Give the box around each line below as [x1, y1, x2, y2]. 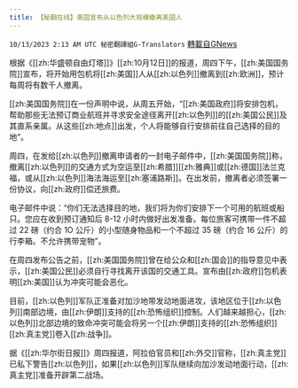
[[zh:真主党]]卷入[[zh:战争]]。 [9, 329, 117, 339]
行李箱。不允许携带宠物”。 [9, 236, 106, 246]
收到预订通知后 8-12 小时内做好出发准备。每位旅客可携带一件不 [47, 213, 279, 224]
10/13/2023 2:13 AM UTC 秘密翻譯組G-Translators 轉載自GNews [9, 38, 238, 49]
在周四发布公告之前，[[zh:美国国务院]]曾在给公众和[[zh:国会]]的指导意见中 [9, 254, 279, 265]
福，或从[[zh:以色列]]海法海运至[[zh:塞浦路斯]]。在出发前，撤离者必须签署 [9, 172, 279, 182]
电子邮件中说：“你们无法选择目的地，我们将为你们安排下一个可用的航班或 [9, 202, 278, 213]
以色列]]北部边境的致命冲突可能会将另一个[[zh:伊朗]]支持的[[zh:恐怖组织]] [9, 317, 278, 328]
